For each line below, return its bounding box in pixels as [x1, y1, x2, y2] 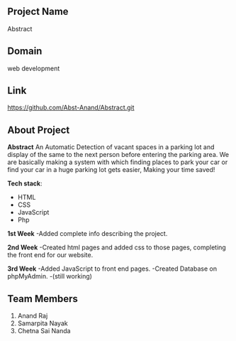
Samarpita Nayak [17, 319, 69, 328]
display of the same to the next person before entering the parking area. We [7, 151, 229, 159]
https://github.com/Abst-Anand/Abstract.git [7, 103, 135, 112]
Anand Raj [17, 312, 48, 320]
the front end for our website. [7, 251, 94, 259]
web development [7, 64, 60, 72]
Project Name [7, 6, 69, 18]
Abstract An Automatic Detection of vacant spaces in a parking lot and [7, 143, 215, 151]
